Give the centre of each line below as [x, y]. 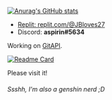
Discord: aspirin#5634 [51, 32]
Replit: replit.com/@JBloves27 [61, 24]
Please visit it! [27, 73]
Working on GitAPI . [35, 45]
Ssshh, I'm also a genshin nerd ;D [56, 89]
